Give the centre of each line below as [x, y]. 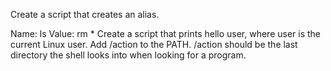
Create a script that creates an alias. [85, 14]
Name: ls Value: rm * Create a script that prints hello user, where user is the [166, 33]
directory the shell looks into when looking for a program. [128, 55]
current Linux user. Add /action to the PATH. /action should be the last [154, 44]
